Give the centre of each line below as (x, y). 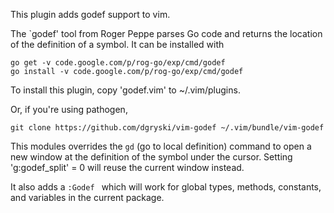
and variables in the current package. (87, 197)
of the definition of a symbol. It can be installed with (117, 44)
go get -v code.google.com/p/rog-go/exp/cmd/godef (118, 63)
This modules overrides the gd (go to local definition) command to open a (161, 146)
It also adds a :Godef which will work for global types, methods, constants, (166, 187)
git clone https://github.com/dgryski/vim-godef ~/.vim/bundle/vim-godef (167, 128)
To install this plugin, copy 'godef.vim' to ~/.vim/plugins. (125, 90)
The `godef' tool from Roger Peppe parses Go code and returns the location (166, 33)
